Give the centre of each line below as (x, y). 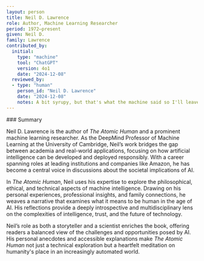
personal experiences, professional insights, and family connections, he (96, 194)
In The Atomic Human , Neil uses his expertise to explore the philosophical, (99, 181)
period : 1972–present (34, 29)
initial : (23, 52)
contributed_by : (27, 46)
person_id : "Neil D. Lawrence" (57, 91)
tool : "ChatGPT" (38, 63)
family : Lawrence (28, 40)
